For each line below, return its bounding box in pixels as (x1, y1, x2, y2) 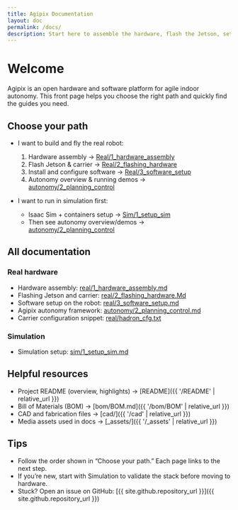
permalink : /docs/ (7, 23, 62, 31)
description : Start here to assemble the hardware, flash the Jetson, (7, 30, 220, 38)
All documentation (7, 246, 91, 258)
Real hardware (7, 267, 58, 277)
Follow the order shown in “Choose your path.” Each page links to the (17, 456, 221, 465)
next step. (17, 464, 47, 472)
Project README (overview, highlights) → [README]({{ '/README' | (17, 386, 215, 395)
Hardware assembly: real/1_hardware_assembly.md (17, 283, 168, 292)
